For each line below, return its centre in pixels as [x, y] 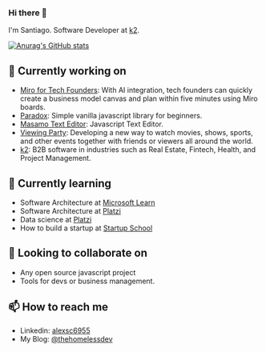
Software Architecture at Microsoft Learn [87, 202]
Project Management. [55, 158]
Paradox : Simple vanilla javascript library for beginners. [111, 116]
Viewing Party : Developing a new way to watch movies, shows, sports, [137, 133]
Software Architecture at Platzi [71, 210]
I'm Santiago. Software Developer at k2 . [74, 30]
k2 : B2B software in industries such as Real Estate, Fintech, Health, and [138, 150]
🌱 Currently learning [60, 183]
